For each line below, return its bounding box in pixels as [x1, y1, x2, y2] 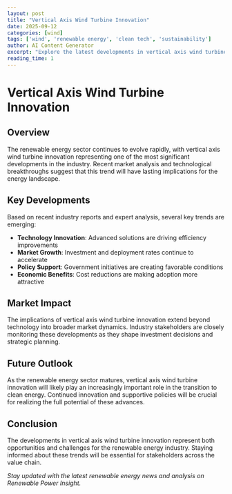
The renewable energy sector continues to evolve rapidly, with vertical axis [7, 145, 221, 153]
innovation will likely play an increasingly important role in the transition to [7, 384, 217, 392]
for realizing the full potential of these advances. [7, 398, 145, 406]
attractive [17, 277, 45, 286]
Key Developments [7, 195, 90, 206]
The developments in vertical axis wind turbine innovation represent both [7, 436, 215, 444]
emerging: [7, 220, 37, 228]
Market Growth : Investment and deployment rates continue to [17, 248, 194, 256]
